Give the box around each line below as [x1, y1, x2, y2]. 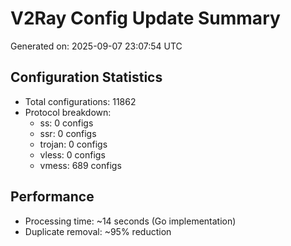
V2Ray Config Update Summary [10, 7, 281, 30]
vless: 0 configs [39, 148, 106, 161]
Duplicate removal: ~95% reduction [24, 225, 172, 237]
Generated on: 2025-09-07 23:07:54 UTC [10, 40, 183, 52]
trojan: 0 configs [39, 138, 108, 150]
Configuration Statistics [10, 69, 163, 86]
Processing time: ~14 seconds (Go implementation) [24, 215, 237, 227]
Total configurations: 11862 [24, 95, 137, 107]
